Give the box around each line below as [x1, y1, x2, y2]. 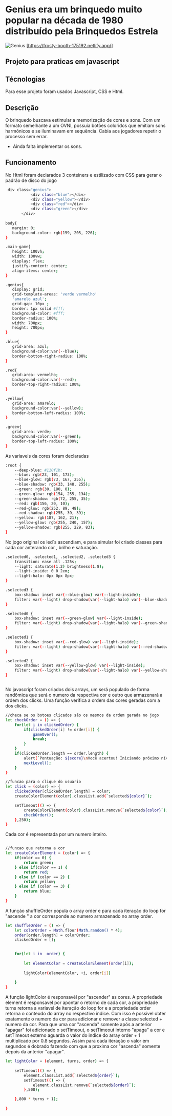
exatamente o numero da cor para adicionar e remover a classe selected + [5, 1016, 163, 1022]
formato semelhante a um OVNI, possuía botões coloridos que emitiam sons [5, 122, 166, 128]
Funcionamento [5, 158, 57, 167]
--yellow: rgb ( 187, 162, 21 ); [14, 515, 79, 520]
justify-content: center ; [12, 263, 68, 268]
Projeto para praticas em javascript [5, 58, 119, 66]
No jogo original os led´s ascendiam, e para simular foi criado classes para [5, 538, 163, 545]
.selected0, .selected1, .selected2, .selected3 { [5, 554, 116, 560]
